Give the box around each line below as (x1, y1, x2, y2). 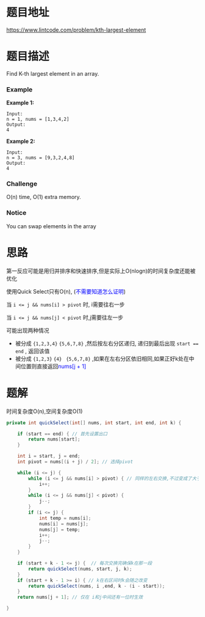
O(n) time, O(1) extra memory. (6, 193, 81, 201)
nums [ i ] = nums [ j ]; (38, 521, 88, 527)
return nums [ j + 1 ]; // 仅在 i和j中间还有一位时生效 (17, 594, 143, 601)
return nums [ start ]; (28, 436, 81, 442)
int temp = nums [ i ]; (38, 515, 92, 521)
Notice (6, 209, 27, 217)
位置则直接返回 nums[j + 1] (20, 363, 87, 370)
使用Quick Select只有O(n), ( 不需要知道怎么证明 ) (6, 287, 126, 295)
